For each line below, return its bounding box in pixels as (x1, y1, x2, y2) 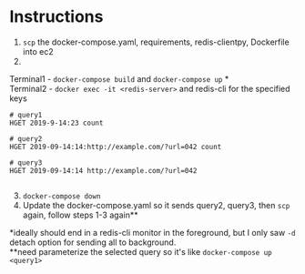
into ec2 (22, 46, 54, 56)
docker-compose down (22, 191, 101, 201)
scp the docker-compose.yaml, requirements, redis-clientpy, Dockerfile (22, 36, 290, 47)
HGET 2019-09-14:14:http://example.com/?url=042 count (9, 142, 222, 151)
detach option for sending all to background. (9, 237, 177, 248)
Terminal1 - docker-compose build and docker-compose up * (9, 73, 229, 84)
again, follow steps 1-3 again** (22, 209, 138, 220)
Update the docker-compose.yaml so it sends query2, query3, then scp (22, 199, 290, 210)
